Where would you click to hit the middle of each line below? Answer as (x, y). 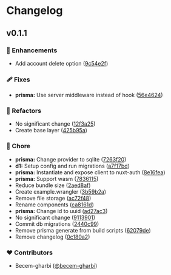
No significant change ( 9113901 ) (55, 217)
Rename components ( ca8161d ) (54, 205)
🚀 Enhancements (32, 50)
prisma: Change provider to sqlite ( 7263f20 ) (71, 159)
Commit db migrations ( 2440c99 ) (57, 224)
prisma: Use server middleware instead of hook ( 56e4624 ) (89, 95)
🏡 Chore (18, 146)
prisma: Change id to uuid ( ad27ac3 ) (61, 211)
